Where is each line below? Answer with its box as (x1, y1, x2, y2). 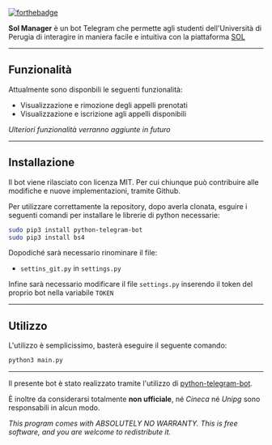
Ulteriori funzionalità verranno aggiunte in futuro (8, 124, 171, 134)
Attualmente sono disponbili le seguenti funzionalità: (8, 84, 183, 94)
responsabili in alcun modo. (8, 403, 100, 413)
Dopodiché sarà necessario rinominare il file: (8, 248, 158, 258)
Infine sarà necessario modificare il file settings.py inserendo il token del (8, 280, 253, 289)
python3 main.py (8, 357, 63, 365)
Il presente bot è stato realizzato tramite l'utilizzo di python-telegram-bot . (8, 379, 253, 388)
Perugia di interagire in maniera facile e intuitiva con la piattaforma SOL (8, 32, 245, 41)
